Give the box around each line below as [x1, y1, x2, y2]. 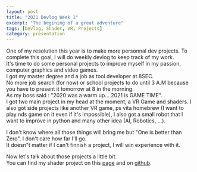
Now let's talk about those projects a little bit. [6, 153, 117, 160]
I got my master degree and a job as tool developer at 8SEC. [6, 73, 154, 80]
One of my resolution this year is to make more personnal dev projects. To [6, 47, 187, 54]
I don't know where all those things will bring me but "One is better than [6, 129, 182, 136]
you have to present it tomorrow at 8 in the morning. [6, 85, 134, 93]
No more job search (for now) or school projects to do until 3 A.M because [6, 79, 189, 87]
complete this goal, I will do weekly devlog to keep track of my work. [6, 54, 174, 61]
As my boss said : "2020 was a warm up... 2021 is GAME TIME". [6, 92, 162, 99]
